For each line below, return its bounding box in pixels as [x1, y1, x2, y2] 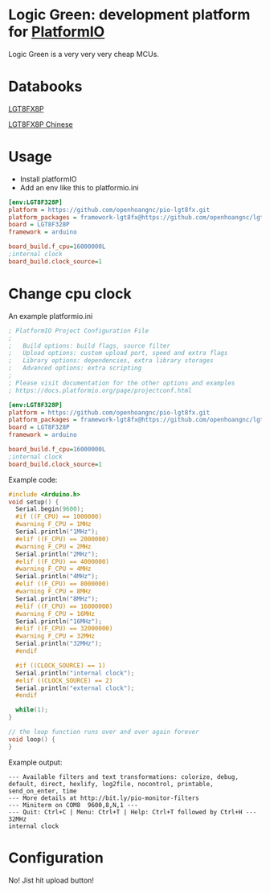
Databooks [8, 78, 83, 96]
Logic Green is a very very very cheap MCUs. [8, 49, 159, 59]
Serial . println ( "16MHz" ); [15, 617, 103, 626]
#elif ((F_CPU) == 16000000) [15, 602, 113, 610]
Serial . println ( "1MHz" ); [15, 528, 99, 536]
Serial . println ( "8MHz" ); [15, 594, 99, 603]
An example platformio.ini [8, 311, 93, 320]
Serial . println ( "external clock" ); [15, 684, 135, 692]
